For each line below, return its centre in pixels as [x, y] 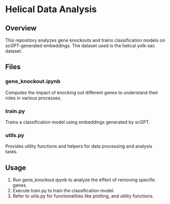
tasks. [12, 152]
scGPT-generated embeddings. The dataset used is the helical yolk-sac [80, 46]
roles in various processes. [33, 98]
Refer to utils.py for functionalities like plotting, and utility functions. [83, 196]
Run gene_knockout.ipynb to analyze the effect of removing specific [84, 180]
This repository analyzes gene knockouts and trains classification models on [85, 40]
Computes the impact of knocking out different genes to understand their [82, 92]
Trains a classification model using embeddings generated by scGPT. [78, 122]
